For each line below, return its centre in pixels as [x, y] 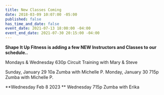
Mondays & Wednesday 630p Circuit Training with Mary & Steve [71, 62]
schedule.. [17, 52]
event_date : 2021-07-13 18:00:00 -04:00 [48, 28]
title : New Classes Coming [33, 10]
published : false [23, 19]
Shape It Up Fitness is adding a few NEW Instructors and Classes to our [81, 47]
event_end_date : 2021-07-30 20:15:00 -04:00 [52, 33]
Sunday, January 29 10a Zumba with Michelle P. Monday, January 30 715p [82, 72]
